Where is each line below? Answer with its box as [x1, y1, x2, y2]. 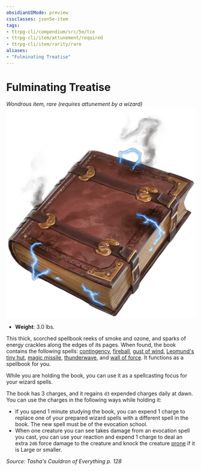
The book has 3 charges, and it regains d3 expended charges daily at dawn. [6, 390, 193, 397]
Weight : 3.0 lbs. [14, 323, 55, 330]
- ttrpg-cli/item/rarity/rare [6, 41, 82, 47]
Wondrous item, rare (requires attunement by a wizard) [6, 100, 143, 107]
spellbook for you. [6, 360, 51, 367]
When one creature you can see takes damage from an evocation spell [14, 427, 190, 434]
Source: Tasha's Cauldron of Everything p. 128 [6, 457, 122, 464]
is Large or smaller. [14, 446, 62, 453]
